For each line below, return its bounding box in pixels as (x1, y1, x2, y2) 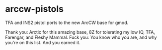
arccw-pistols (5, 3, 64, 15)
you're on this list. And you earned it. (5, 39, 81, 45)
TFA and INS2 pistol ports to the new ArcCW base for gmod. (5, 20, 129, 25)
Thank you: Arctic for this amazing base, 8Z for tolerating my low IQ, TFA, (5, 29, 156, 35)
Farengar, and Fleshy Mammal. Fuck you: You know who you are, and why (5, 34, 157, 40)
